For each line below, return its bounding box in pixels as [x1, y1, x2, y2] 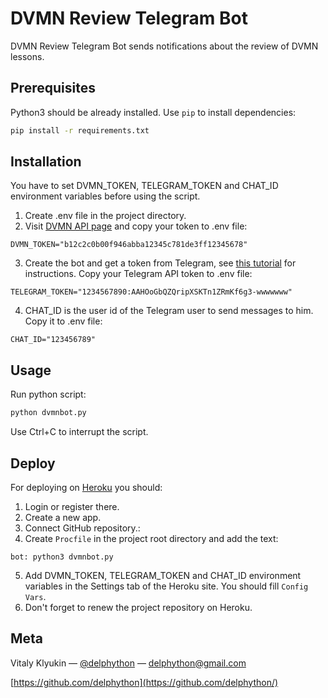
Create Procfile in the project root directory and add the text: [24, 532, 279, 544]
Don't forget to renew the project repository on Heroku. [24, 601, 253, 613]
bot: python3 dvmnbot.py [10, 552, 114, 562]
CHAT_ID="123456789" [10, 335, 97, 345]
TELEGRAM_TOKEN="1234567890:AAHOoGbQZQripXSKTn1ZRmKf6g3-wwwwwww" [10, 287, 293, 297]
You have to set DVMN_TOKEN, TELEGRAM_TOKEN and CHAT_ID [10, 180, 279, 192]
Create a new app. [24, 511, 102, 523]
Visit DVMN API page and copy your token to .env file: [24, 220, 248, 232]
